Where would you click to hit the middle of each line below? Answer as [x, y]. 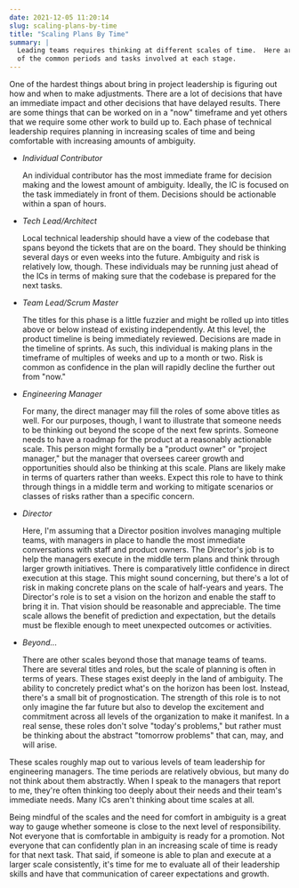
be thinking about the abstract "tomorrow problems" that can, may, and [153, 735]
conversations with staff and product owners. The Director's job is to [148, 549]
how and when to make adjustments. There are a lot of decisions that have [146, 93]
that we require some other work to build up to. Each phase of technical [141, 122]
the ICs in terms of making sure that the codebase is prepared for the [149, 276]
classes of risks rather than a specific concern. [108, 496]
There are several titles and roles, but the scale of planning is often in [149, 669]
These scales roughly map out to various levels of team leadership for [137, 762]
